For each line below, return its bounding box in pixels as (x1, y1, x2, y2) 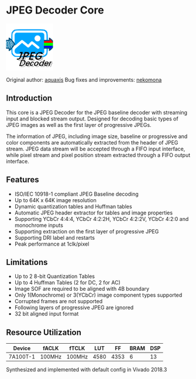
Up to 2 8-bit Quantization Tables (14, 273, 95, 280)
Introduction (6, 93, 53, 103)
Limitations (6, 257, 48, 267)
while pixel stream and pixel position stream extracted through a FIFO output (6, 151, 191, 159)
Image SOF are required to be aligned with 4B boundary (14, 286, 150, 293)
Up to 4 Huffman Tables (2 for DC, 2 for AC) (14, 279, 121, 286)
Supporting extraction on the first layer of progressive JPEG (14, 227, 159, 235)
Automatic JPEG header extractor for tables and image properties (14, 209, 173, 216)
